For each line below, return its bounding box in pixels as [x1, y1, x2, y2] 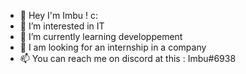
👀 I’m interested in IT [19, 20, 105, 32]
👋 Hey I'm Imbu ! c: [19, 10, 98, 21]
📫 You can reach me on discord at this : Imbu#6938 [19, 53, 237, 64]
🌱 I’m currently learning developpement [19, 31, 183, 42]
